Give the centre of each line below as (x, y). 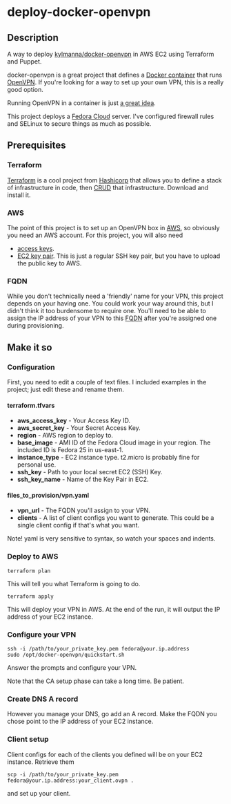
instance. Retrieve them (41, 762)
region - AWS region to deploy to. (65, 436)
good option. (25, 90)
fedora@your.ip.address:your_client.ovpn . (71, 780)
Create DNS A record (43, 699)
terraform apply (30, 596)
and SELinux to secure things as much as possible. (79, 124)
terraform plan (29, 571)
